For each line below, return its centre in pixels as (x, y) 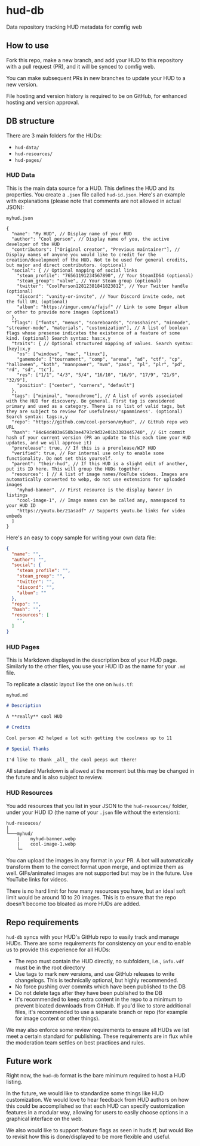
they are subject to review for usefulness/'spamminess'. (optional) (95, 411)
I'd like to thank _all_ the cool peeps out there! (72, 760)
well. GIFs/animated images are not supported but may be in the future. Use (99, 873)
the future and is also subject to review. (55, 778)
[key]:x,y (19, 349)
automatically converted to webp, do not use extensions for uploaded (96, 479)
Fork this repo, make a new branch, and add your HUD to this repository (95, 60)
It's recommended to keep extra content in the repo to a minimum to (99, 999)
